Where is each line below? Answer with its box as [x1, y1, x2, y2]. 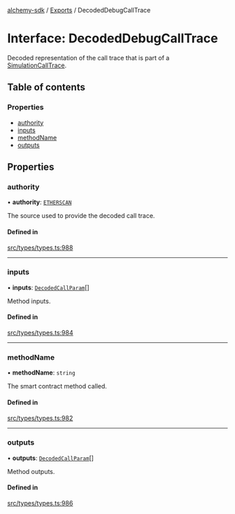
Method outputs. [7, 467, 55, 475]
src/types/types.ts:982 [7, 414, 73, 422]
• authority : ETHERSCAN [7, 198, 72, 206]
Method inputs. [7, 297, 51, 305]
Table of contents [7, 81, 85, 93]
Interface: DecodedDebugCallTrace [7, 31, 218, 46]
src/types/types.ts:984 [7, 329, 73, 337]
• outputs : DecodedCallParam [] [7, 454, 94, 462]
